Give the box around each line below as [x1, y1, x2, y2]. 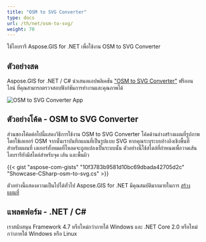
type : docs [7, 15, 35, 21]
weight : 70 [7, 26, 35, 32]
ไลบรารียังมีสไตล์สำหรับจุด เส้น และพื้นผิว [7, 151, 90, 158]
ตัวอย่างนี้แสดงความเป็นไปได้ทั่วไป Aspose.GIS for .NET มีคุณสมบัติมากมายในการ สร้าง [7, 181, 191, 189]
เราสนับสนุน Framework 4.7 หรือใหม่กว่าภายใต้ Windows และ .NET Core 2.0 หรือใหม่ [7, 223, 198, 230]
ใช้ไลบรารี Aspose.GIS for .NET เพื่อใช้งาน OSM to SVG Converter [7, 43, 161, 50]
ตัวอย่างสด [7, 61, 39, 71]
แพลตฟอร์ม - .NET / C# [7, 206, 86, 217]
